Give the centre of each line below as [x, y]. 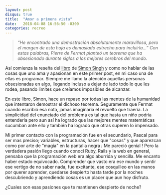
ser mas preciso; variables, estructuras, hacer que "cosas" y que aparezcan [83, 141]
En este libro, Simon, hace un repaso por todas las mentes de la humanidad [83, 99]
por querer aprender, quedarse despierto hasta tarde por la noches [74, 172]
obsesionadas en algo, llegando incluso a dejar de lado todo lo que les [77, 84]
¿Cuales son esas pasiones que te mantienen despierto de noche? [73, 187]
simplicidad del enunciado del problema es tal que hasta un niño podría [79, 115]
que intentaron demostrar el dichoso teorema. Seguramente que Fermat [79, 104]
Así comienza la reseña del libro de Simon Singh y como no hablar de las [80, 68]
